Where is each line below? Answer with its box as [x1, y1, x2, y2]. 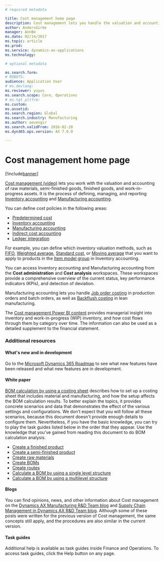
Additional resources [5, 337, 56, 344]
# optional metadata [5, 61, 47, 66]
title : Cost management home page [5, 16, 76, 21]
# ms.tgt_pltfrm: [5, 97, 41, 102]
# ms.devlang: [5, 84, 34, 89]
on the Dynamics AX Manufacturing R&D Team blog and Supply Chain [5, 502, 145, 509]
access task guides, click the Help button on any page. [5, 551, 116, 557]
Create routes [12, 465, 40, 471]
